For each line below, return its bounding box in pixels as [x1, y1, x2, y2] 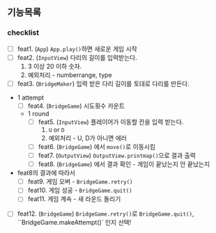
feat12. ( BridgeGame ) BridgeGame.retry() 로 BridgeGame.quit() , [17, 209, 194, 218]
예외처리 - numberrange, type [27, 70, 113, 79]
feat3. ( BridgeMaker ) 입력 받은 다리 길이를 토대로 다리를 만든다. [17, 79, 190, 88]
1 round [27, 109, 49, 118]
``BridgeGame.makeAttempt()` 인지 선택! [17, 218, 132, 227]
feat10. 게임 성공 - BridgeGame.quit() [27, 186, 132, 195]
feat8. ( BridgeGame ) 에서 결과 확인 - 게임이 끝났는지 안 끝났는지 [38, 160, 210, 168]
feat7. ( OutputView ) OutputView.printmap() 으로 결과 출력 [38, 152, 196, 160]
